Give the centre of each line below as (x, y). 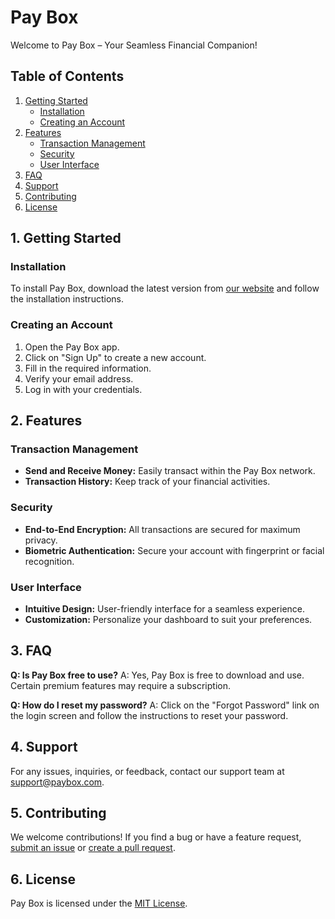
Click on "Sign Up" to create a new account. (115, 357)
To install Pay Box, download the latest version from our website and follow (165, 288)
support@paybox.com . (57, 782)
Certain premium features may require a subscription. (120, 685)
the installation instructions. (67, 299)
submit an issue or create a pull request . (93, 848)
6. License (43, 879)
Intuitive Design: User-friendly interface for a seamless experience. (165, 609)
